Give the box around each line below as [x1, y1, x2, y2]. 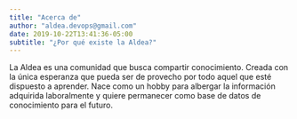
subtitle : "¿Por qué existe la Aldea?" [9, 37, 157, 47]
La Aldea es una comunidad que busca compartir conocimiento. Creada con [9, 62, 289, 73]
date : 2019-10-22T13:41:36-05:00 [9, 29, 133, 38]
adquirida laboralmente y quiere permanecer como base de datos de [9, 91, 261, 101]
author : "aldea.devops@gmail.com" [9, 21, 138, 30]
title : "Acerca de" [9, 12, 82, 22]
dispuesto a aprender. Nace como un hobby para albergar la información [9, 81, 276, 91]
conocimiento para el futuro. [9, 99, 114, 111]
